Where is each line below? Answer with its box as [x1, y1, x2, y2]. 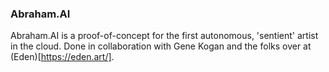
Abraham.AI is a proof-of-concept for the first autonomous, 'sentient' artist [10, 30, 319, 42]
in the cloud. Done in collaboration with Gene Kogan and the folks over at [10, 40, 312, 52]
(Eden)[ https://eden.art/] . [10, 51, 115, 63]
